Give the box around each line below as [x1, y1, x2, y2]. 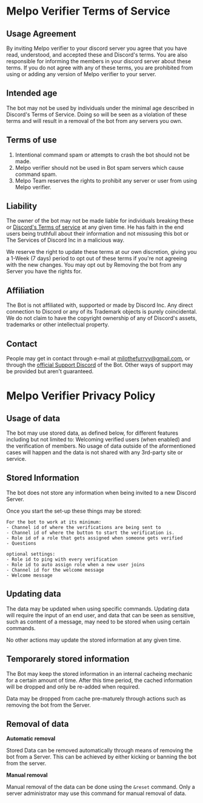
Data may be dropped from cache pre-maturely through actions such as [6, 695, 186, 702]
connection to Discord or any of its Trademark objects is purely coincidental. [6, 308, 198, 315]
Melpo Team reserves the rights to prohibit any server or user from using [15, 177, 197, 184]
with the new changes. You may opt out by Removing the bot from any [6, 261, 182, 268]
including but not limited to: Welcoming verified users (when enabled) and [6, 436, 191, 443]
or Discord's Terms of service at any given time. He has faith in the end [6, 223, 184, 231]
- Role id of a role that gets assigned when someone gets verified [6, 535, 183, 541]
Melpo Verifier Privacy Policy [6, 389, 156, 403]
